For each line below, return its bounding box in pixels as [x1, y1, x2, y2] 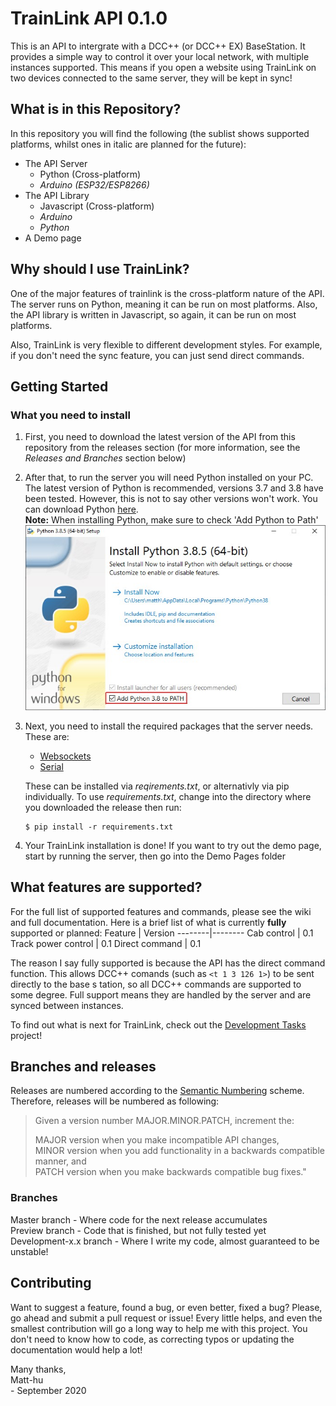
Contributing [10, 1275, 92, 1292]
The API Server [24, 157, 88, 169]
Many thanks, [10, 1363, 67, 1375]
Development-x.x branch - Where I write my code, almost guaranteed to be [10, 1235, 320, 1247]
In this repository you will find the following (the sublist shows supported [10, 127, 310, 139]
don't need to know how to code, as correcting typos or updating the [10, 1333, 295, 1345]
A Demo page [24, 232, 82, 244]
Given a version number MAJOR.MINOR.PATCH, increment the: [34, 1115, 295, 1127]
